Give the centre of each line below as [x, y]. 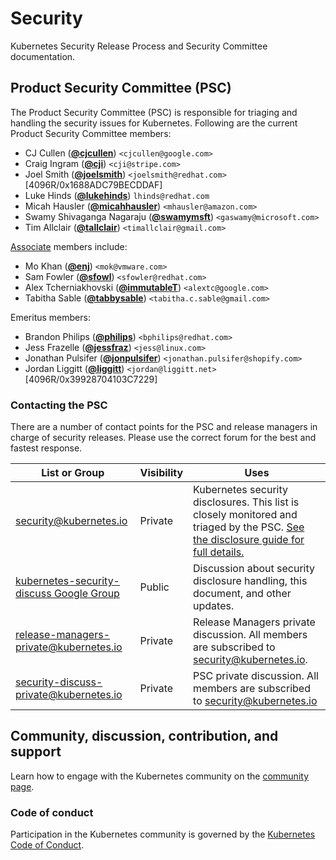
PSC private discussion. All [256, 676]
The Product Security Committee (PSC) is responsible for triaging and [154, 112]
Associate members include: [69, 246]
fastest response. [46, 448]
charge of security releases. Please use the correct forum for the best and [163, 438]
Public [154, 587]
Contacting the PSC [59, 405]
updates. [214, 606]
